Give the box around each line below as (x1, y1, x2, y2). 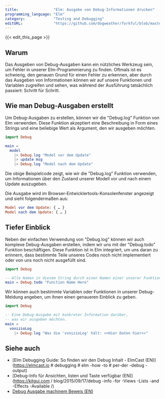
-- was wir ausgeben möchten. (5, 317, 67, 322)
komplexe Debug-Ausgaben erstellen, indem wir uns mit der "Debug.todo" (5, 241, 156, 248)
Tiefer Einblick (5, 224, 51, 232)
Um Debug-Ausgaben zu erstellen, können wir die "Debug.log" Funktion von (5, 115, 160, 121)
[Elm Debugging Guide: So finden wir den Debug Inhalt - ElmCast (12, 357, 144, 363)
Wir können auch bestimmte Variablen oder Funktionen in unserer (5, 289, 138, 295)
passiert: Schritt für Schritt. (5, 88, 60, 94)
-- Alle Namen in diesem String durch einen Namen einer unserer (5, 275, 141, 280)
